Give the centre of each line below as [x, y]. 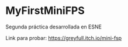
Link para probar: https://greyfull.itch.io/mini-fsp [64, 38]
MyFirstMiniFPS [45, 11]
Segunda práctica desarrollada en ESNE [53, 27]
